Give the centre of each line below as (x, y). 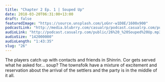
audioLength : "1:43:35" (29, 41)
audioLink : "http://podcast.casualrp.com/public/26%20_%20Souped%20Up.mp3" (84, 32)
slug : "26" (16, 46)
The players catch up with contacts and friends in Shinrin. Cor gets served (80, 60)
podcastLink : (18, 28)
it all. (10, 75)
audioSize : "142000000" (29, 37)
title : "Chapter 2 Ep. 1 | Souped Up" (45, 10)
